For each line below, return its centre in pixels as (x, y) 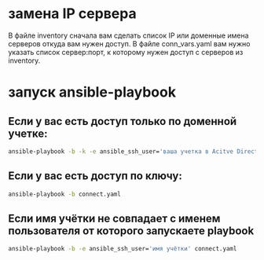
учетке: (28, 133)
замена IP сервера (72, 14)
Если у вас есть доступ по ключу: (95, 176)
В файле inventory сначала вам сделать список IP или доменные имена (128, 35)
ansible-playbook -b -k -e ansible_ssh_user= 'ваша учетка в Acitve (121, 151)
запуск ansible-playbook (92, 92)
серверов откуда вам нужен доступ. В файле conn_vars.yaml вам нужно (129, 43)
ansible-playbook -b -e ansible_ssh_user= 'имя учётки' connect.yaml (123, 249)
